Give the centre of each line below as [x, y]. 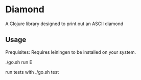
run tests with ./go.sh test [32, 72]
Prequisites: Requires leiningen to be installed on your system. [71, 52]
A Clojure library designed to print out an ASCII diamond [64, 24]
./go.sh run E [19, 62]
